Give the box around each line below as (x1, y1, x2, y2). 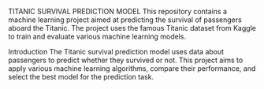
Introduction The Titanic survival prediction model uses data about (8, 47, 225, 56)
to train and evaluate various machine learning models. (8, 32, 187, 41)
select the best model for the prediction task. (8, 72, 154, 81)
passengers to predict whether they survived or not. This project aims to (8, 55, 244, 65)
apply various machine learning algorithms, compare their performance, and (8, 64, 256, 73)
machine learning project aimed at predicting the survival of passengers (8, 15, 242, 24)
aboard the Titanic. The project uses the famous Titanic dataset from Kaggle (8, 24, 256, 32)
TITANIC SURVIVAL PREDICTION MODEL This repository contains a (8, 7, 227, 16)
